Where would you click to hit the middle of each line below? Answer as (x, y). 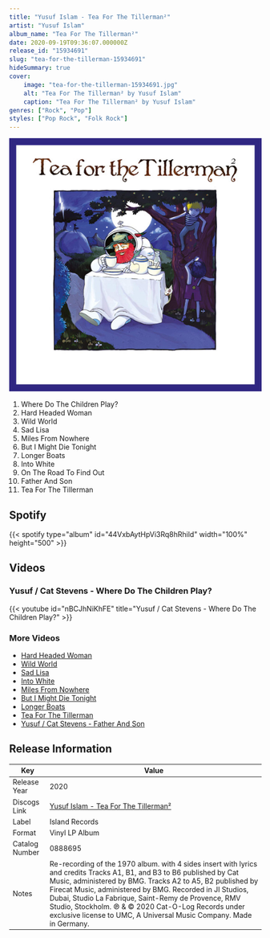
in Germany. (70, 924)
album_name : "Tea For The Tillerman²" (74, 34)
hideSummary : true (40, 68)
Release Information (61, 749)
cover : (20, 76)
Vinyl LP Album (74, 833)
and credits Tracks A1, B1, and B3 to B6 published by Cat (144, 872)
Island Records (74, 821)
